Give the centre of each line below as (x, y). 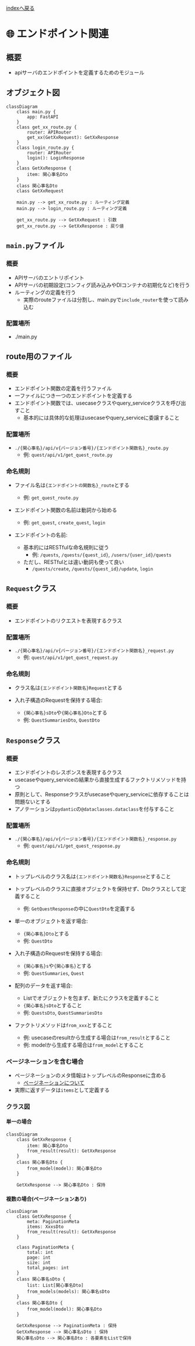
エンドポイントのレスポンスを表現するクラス (68, 773)
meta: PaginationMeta (53, 1222)
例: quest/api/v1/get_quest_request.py (70, 657)
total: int (40, 1253)
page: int (39, 1258)
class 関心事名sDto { (41, 1279)
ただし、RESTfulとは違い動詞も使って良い (74, 562)
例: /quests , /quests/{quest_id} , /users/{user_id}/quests (102, 555)
